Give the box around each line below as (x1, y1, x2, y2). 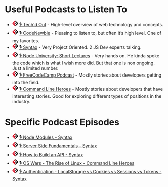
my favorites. (12, 37, 40, 44)
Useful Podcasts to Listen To (5, 4, 128, 15)
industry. (12, 98, 31, 104)
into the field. (12, 79, 40, 85)
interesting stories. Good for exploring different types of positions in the (12, 93, 162, 99)
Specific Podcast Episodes (5, 117, 120, 128)
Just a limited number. (12, 65, 59, 71)
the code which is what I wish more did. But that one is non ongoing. (12, 60, 155, 66)
